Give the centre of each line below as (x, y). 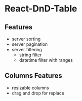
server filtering (27, 50)
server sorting (26, 39)
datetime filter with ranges (46, 60)
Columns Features (33, 76)
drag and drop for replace (38, 93)
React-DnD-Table (41, 9)
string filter (30, 55)
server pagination (30, 44)
